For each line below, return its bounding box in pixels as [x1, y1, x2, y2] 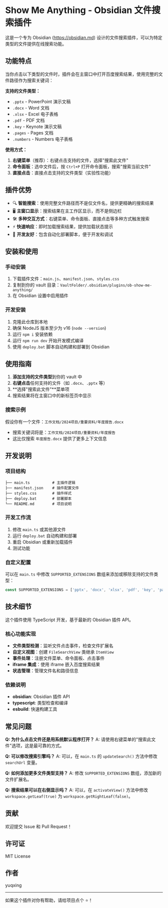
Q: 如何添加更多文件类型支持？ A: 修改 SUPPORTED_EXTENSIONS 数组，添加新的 [5, 770, 161, 776]
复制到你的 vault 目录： [12, 282, 60, 288]
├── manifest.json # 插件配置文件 [5, 486, 79, 491]
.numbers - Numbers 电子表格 [12, 136, 73, 142]
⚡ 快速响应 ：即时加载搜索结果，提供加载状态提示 [12, 223, 113, 229]
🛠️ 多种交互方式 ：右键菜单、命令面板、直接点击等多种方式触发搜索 [12, 215, 150, 221]
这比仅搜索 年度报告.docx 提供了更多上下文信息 [12, 435, 107, 441]
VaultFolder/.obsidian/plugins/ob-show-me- [59, 283, 152, 288]
